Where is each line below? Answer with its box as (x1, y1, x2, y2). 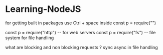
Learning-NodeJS (5, 3, 81, 15)
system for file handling (5, 35, 54, 41)
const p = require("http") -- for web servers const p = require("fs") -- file (5, 29, 156, 35)
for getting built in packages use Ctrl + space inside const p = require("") (5, 20, 156, 26)
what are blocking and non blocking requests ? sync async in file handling (5, 44, 158, 50)
